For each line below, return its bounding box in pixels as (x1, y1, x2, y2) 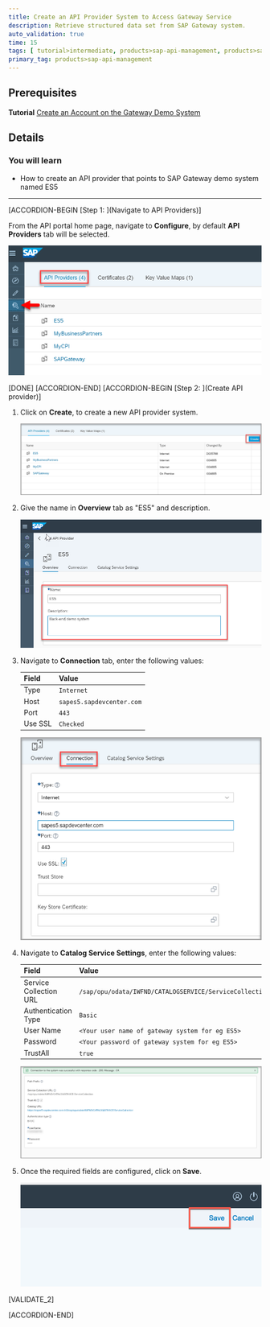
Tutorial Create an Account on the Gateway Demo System (8, 107, 201, 117)
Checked (59, 720, 84, 728)
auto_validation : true (8, 30, 84, 38)
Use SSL (23, 719, 52, 728)
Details (8, 131, 44, 145)
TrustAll (23, 1048, 50, 1057)
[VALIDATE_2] (8, 1294, 55, 1304)
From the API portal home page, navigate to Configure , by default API (8, 220, 240, 230)
